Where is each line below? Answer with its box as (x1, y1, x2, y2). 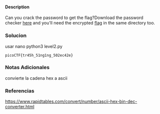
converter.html (5, 104, 35, 110)
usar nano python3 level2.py (5, 43, 63, 49)
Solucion (5, 32, 27, 39)
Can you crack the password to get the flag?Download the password (5, 15, 143, 21)
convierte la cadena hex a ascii (5, 75, 68, 81)
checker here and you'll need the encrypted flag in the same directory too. (5, 20, 155, 26)
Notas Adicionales (5, 64, 50, 71)
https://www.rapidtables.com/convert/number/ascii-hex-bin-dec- (5, 98, 137, 105)
